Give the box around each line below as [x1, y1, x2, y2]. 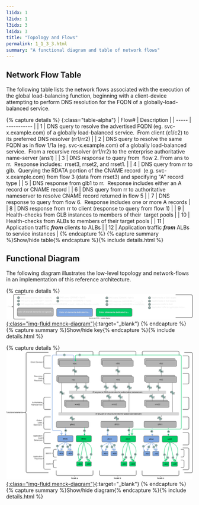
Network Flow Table [6, 70, 82, 80]
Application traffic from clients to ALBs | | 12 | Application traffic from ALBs [6, 224, 190, 231]
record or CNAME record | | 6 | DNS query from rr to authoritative [6, 186, 166, 193]
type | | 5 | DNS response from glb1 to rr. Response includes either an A [6, 179, 182, 187]
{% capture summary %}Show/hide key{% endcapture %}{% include [6, 326, 175, 333]
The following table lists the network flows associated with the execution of [6, 86, 190, 93]
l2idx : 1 [6, 15, 28, 22]
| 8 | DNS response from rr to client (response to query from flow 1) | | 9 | [6, 205, 185, 212]
